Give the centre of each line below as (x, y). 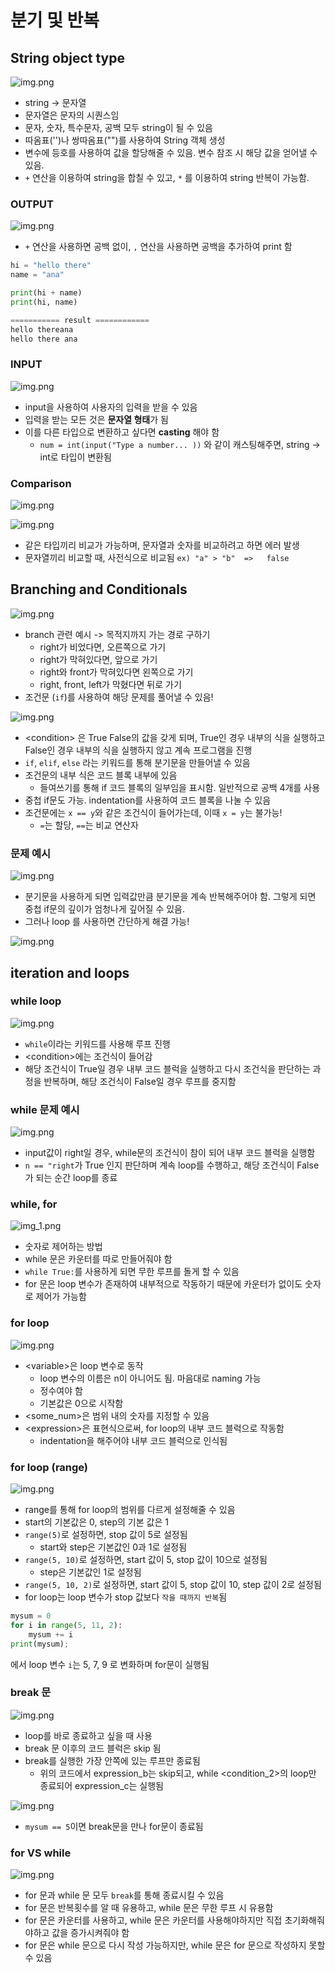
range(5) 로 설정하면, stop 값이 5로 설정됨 (106, 1534)
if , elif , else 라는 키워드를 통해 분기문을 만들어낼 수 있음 (137, 762)
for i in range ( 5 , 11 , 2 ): (66, 1625)
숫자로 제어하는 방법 (63, 1247)
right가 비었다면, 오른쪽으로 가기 (103, 647)
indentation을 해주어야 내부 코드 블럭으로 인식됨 (133, 1440)
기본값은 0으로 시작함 (81, 1403)
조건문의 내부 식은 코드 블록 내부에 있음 (101, 775)
